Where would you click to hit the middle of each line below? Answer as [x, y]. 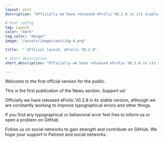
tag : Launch [17, 27]
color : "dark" [20, 32]
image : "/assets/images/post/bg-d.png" [46, 41]
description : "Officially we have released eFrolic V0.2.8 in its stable [82, 14]
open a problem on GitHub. [32, 120]
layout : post [18, 9]
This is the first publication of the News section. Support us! [65, 90]
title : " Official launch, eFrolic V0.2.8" [51, 50]
